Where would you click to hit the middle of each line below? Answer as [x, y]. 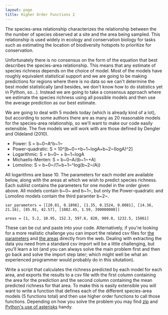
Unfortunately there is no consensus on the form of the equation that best [81, 60]
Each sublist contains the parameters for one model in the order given [77, 185]
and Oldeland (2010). [27, 134]
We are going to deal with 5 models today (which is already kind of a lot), [80, 112]
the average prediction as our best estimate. [51, 102]
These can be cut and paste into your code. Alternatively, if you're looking [81, 228]
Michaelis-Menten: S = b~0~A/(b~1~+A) [54, 159]
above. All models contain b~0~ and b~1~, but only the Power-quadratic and [84, 190]
